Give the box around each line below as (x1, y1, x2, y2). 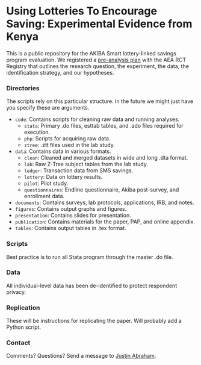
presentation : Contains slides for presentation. (14, 212, 131, 219)
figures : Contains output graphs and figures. (14, 205, 127, 213)
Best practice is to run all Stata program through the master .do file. (6, 253, 173, 260)
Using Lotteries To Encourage (6, 4, 158, 18)
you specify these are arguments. (6, 104, 90, 111)
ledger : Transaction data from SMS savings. (23, 167, 134, 174)
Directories (6, 84, 40, 92)
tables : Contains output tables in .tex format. (14, 225, 126, 232)
